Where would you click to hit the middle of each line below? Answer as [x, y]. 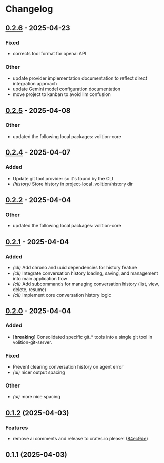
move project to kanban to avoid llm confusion [62, 94]
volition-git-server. [32, 342]
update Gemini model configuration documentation [67, 89]
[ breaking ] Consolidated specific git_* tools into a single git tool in [83, 337]
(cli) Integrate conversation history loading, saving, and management [85, 273]
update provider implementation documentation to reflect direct [80, 78]
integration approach [35, 84]
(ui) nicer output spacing [39, 372]
